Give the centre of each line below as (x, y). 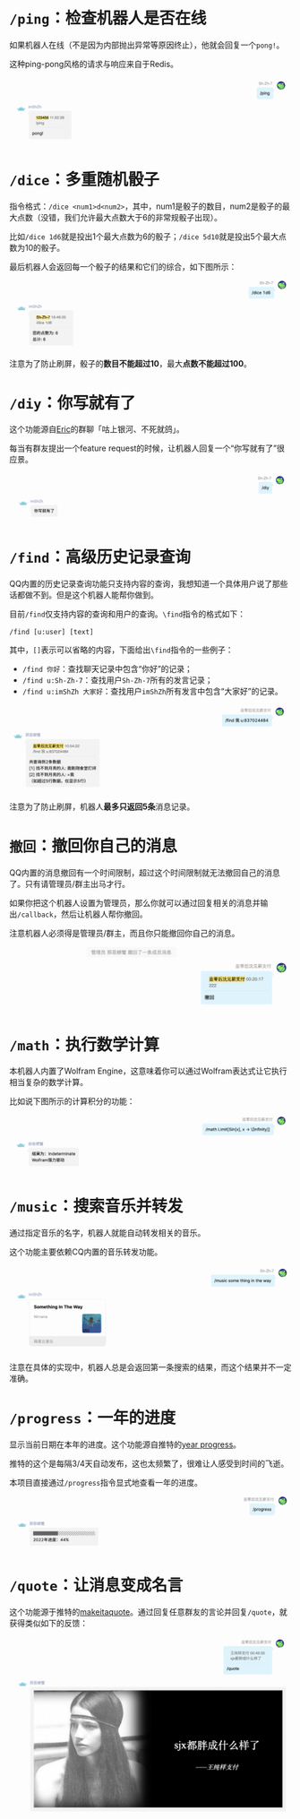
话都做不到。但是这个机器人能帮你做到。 (84, 595)
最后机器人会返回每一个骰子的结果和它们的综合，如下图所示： (123, 266)
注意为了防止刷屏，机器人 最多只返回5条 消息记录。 (102, 806)
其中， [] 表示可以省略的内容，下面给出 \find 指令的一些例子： (122, 650)
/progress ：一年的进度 (93, 1418)
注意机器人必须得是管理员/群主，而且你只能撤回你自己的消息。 (124, 933)
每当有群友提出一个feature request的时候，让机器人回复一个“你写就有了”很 (147, 448)
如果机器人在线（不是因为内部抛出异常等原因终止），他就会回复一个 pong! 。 (147, 45)
